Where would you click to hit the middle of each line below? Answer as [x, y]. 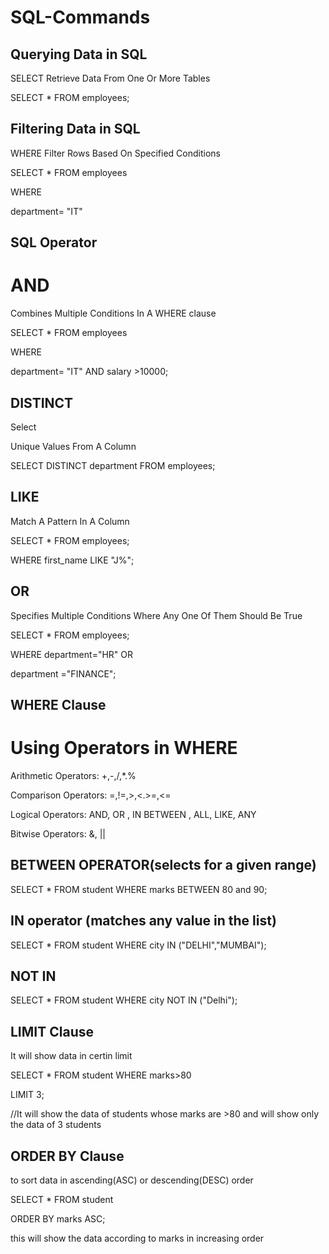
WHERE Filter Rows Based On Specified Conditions [115, 153]
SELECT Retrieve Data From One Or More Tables [110, 78]
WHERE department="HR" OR [71, 654]
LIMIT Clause [52, 1031]
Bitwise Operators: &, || [58, 833]
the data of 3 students [56, 1125]
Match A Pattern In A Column [70, 521]
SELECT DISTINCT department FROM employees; [113, 465]
